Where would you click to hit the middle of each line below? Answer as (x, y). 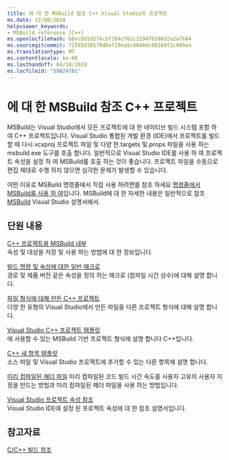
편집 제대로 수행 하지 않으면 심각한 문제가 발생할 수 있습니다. (87, 170)
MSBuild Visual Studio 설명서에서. (54, 202)
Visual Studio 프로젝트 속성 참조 (50, 400)
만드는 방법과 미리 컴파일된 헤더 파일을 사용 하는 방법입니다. (99, 385)
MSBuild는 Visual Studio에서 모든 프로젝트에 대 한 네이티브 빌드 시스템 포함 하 (112, 127)
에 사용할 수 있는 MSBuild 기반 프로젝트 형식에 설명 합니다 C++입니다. (100, 339)
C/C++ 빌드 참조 (29, 450)
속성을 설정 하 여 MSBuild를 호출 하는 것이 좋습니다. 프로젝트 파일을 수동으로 (116, 161)
